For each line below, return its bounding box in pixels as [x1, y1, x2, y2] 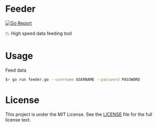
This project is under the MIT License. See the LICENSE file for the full [5, 111, 152, 117]
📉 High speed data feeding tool [5, 30, 72, 36]
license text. [5, 116, 31, 123]
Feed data [5, 67, 27, 73]
